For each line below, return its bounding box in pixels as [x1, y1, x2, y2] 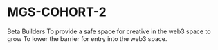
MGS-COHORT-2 [7, 4, 107, 20]
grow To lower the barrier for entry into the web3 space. [7, 34, 167, 42]
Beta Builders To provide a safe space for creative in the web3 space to [7, 27, 211, 35]
